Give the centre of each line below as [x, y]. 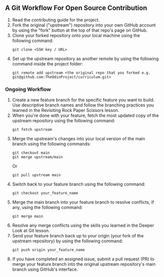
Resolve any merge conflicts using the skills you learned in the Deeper [83, 225]
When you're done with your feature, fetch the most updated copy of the [85, 116]
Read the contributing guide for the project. [56, 20]
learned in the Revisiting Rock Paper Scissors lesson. [66, 110]
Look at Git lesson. [31, 231]
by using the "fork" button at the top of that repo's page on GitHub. [80, 30]
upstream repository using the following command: [64, 121]
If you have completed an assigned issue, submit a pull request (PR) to [83, 259]
